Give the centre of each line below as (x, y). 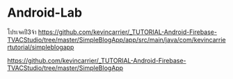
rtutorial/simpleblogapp (41, 47)
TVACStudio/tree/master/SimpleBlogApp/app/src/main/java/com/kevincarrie (116, 39)
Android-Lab (45, 13)
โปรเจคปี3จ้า (22, 32)
